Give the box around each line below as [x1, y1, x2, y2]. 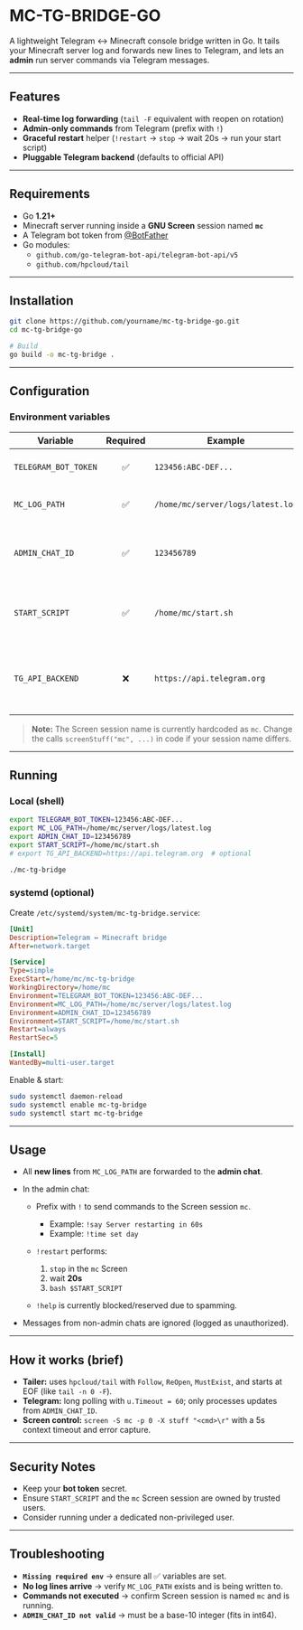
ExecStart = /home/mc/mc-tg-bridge [9, 975, 135, 984]
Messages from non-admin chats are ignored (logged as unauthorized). [22, 1317, 289, 1329]
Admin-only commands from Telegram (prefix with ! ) [22, 123, 224, 134]
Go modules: [22, 239, 70, 250]
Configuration [9, 383, 90, 399]
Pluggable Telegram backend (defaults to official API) [22, 151, 225, 163]
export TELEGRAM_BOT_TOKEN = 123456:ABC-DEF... [9, 815, 183, 824]
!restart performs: [35, 1246, 108, 1257]
